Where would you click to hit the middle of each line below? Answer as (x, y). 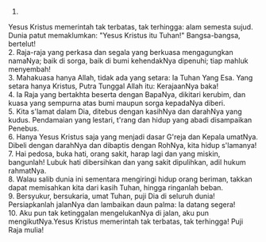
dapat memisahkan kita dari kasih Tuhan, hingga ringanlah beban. (116, 187)
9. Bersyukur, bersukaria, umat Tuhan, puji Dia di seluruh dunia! (112, 196)
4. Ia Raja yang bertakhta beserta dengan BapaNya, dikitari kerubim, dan (127, 94)
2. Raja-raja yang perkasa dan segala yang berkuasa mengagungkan (121, 52)
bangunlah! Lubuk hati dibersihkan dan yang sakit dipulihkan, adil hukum (127, 162)
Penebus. (24, 128)
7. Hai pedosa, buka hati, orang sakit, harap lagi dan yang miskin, (114, 154)
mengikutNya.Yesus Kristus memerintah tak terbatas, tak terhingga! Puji (126, 221)
